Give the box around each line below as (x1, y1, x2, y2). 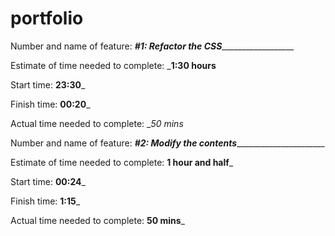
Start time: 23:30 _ (10, 78, 86, 91)
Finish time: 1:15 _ (10, 195, 81, 207)
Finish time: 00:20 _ (10, 98, 91, 110)
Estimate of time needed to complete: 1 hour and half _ (10, 156, 234, 168)
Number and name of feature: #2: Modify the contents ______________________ (10, 137, 325, 149)
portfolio (10, 7, 84, 30)
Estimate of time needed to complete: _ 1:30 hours (10, 59, 217, 71)
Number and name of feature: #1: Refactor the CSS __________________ (10, 40, 295, 52)
